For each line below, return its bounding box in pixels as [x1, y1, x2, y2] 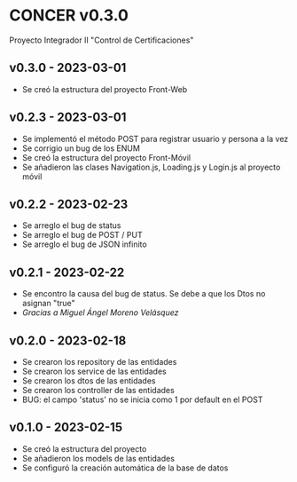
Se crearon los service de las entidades [21, 366, 167, 376]
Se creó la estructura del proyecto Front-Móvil [21, 152, 191, 162]
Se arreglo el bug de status [21, 220, 121, 231]
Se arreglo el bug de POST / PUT [21, 230, 144, 241]
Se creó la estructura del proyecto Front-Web [21, 83, 188, 94]
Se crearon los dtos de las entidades [21, 375, 156, 386]
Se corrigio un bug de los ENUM [21, 143, 140, 154]
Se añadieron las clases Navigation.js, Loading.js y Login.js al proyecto [21, 162, 281, 172]
